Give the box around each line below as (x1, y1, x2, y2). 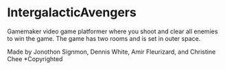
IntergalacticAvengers (7, 5, 137, 20)
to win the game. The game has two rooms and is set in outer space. (7, 34, 201, 42)
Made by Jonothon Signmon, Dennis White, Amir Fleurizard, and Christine (7, 48, 216, 56)
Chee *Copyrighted (7, 54, 63, 63)
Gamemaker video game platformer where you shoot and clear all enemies (7, 27, 218, 35)
